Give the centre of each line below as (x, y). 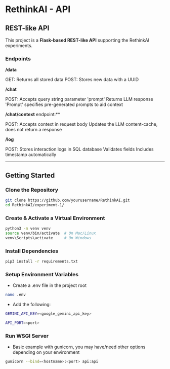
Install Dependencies (32, 251)
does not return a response (34, 130)
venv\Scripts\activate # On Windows (49, 238)
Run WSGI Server (27, 336)
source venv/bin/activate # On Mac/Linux (51, 233)
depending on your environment (46, 352)
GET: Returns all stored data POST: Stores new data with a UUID (72, 80)
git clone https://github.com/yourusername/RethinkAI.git (68, 200)
